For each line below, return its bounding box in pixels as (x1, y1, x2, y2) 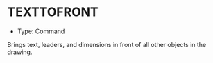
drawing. (7, 48, 33, 56)
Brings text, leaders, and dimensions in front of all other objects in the (7, 40, 207, 48)
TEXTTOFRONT (7, 4, 99, 20)
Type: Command (17, 27, 65, 35)
